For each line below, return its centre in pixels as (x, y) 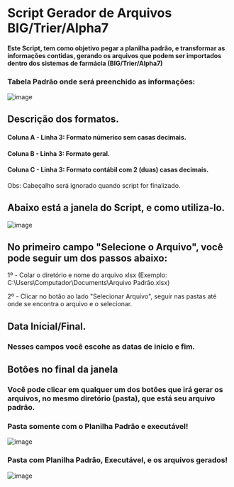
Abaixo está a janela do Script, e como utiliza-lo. (116, 208)
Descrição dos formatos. (63, 119)
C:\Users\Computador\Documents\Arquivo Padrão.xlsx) (89, 283)
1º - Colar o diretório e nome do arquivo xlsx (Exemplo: (88, 275)
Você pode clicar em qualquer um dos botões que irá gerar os (115, 390)
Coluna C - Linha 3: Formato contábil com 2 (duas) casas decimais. (108, 170)
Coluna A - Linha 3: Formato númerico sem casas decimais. (97, 138)
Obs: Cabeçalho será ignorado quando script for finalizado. (94, 185)
